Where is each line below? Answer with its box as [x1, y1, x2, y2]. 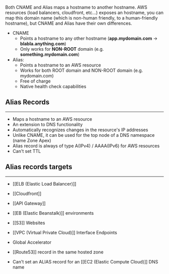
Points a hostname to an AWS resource [20, 62, 102, 68]
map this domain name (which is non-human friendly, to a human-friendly [5, 15, 158, 21]
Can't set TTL [12, 148, 41, 154]
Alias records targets [5, 163, 72, 171]
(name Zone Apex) [12, 137, 51, 143]
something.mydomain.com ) [20, 51, 79, 57]
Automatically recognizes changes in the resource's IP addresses [12, 127, 148, 133]
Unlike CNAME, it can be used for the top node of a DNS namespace [12, 132, 155, 138]
